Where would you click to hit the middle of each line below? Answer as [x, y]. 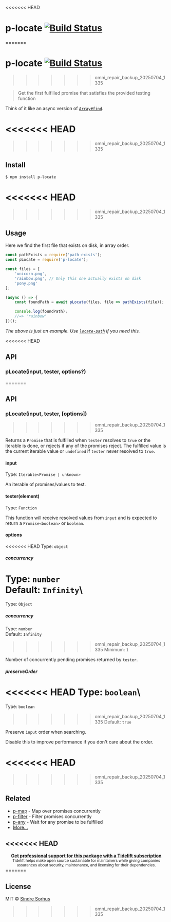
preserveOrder [21, 671]
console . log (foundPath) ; [41, 312]
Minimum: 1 [117, 650]
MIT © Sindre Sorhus [28, 899]
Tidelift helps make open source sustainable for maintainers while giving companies [86, 861]
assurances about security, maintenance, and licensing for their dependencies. [86, 865]
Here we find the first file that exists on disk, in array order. [68, 245]
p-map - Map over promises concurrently [57, 811]
